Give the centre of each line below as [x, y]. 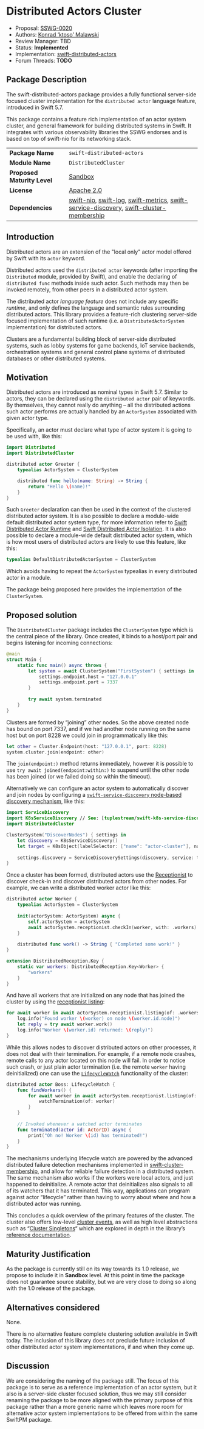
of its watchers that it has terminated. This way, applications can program [98, 1191]
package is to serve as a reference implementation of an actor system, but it [102, 1387]
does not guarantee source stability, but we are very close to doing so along [101, 1282]
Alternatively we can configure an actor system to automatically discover [97, 788]
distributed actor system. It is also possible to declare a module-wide [93, 516]
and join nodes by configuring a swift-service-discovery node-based [94, 795]
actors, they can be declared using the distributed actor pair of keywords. [101, 399]
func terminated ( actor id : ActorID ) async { [74, 1130]
